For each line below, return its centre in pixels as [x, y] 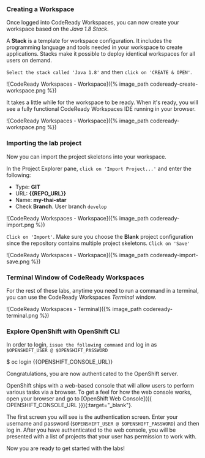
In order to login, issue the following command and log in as [82, 345]
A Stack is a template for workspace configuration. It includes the [89, 41]
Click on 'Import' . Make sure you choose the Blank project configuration [100, 236]
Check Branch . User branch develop [61, 206]
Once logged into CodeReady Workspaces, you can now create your [93, 23]
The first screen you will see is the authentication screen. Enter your [92, 417]
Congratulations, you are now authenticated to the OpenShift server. [92, 374]
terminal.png [22, 315]
